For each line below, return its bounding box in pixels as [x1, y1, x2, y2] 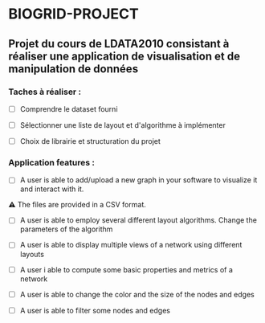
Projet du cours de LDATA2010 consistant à [8, 37, 230, 51]
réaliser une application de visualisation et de [8, 49, 241, 63]
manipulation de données [8, 62, 139, 76]
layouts [19, 249, 44, 259]
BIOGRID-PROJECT [8, 5, 139, 23]
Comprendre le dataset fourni [19, 104, 118, 113]
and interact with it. [19, 184, 84, 194]
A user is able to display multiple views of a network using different [19, 240, 243, 250]
